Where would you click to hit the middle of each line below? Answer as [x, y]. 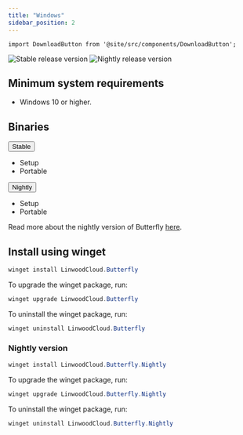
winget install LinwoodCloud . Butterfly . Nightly [87, 364]
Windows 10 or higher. [55, 102]
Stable [22, 147]
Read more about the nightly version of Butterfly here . [95, 227]
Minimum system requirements [86, 83]
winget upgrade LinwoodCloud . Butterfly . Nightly [87, 394]
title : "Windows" [36, 15]
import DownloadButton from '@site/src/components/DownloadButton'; [122, 44]
